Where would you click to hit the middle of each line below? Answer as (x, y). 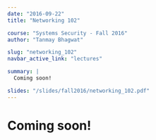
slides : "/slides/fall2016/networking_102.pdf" (79, 91)
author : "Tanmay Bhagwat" (45, 39)
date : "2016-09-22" (36, 14)
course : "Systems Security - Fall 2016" (68, 33)
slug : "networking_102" (42, 52)
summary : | (23, 72)
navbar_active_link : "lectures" (55, 59)
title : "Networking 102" (44, 20)
